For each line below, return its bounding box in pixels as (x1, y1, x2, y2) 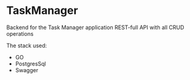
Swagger (15, 66, 39, 73)
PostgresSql (15, 60, 47, 67)
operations (6, 30, 34, 37)
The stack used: (6, 42, 47, 49)
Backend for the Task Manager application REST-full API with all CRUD (6, 24, 184, 31)
